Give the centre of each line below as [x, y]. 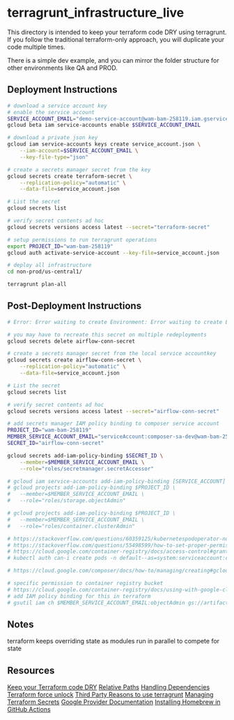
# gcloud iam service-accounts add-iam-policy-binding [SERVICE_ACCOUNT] [117, 481]
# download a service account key [57, 106]
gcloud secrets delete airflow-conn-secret [71, 341]
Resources [31, 670]
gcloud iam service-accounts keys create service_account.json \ [104, 144]
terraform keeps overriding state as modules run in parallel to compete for [114, 641]
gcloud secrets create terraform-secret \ [70, 176]
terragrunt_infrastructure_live [96, 13]
